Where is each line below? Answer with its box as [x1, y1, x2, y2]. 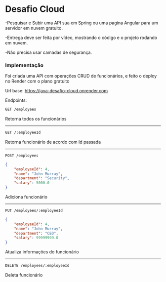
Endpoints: [5, 97, 27, 103]
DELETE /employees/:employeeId [5, 263, 70, 268]
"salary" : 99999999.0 [14, 236, 58, 241]
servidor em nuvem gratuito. [5, 25, 63, 31]
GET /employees [5, 107, 37, 112]
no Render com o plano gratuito [5, 78, 70, 84]
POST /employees [5, 153, 39, 158]
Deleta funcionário [5, 272, 43, 278]
